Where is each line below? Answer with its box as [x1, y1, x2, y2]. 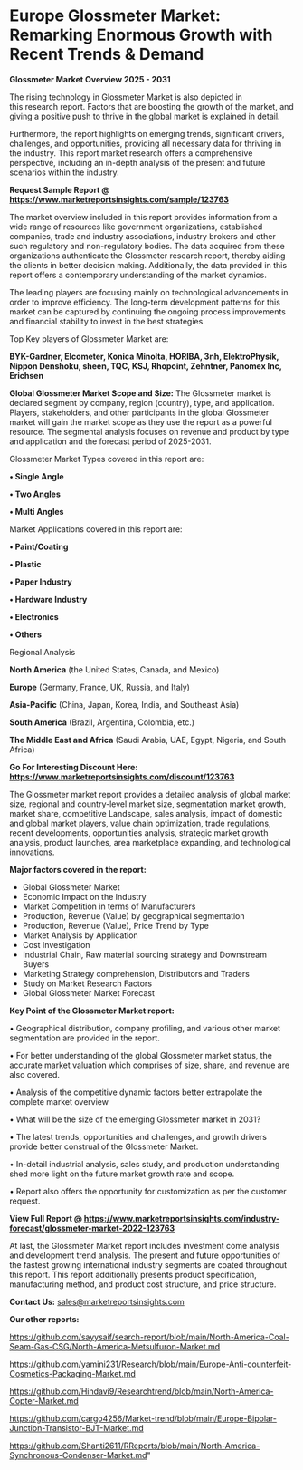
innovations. [9, 846, 55, 857]
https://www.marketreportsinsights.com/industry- [83, 1213, 280, 1223]
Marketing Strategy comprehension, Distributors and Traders [22, 968, 251, 979]
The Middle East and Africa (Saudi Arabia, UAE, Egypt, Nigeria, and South [9, 734, 287, 745]
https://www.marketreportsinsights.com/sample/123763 [9, 194, 229, 205]
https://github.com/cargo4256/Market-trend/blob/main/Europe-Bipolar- [9, 1413, 278, 1424]
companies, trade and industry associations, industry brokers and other [9, 230, 276, 241]
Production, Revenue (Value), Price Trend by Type [22, 920, 210, 931]
